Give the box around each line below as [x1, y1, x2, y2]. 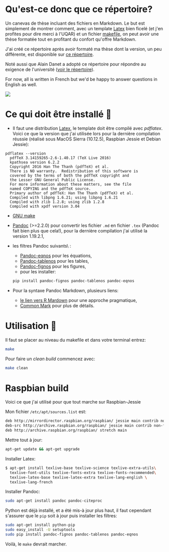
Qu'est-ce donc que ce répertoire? [5, 4, 153, 15]
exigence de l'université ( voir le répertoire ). [5, 66, 95, 72]
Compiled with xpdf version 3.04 [10, 204, 80, 209]
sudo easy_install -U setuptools [5, 527, 75, 532]
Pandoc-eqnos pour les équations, [20, 253, 92, 259]
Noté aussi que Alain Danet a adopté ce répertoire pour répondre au [5, 61, 146, 67]
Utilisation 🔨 [5, 320, 57, 332]
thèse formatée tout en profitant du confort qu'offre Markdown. [5, 36, 137, 42]
